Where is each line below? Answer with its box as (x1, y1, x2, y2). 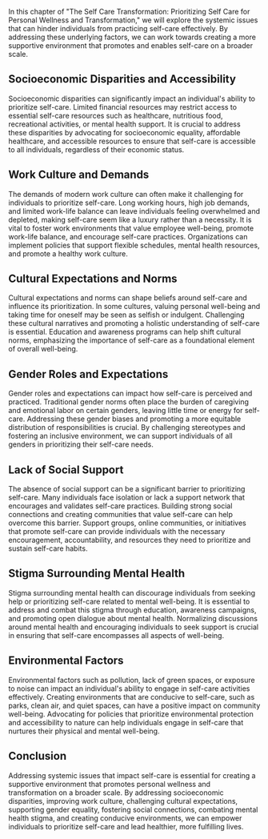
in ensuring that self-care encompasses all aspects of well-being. (8, 630, 225, 640)
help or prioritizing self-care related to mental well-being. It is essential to (8, 596, 250, 606)
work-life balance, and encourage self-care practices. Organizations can (8, 231, 248, 241)
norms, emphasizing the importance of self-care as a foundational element (8, 335, 255, 345)
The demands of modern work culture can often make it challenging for (8, 189, 244, 199)
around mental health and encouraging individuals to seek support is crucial (8, 622, 258, 632)
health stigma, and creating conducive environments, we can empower (8, 813, 242, 823)
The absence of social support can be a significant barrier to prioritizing (8, 484, 246, 494)
